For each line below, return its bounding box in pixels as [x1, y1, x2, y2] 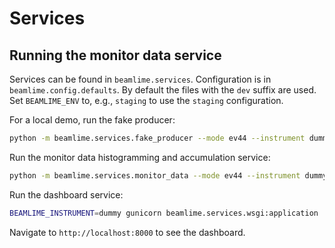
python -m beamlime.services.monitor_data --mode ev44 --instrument [9, 170, 301, 181]
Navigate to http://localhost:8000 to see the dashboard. [9, 226, 246, 238]
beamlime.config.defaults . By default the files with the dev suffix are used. [9, 84, 317, 96]
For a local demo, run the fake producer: [9, 114, 176, 126]
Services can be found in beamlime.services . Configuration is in [9, 73, 272, 85]
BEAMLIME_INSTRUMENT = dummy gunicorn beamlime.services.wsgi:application [9, 208, 319, 218]
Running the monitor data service [9, 47, 222, 64]
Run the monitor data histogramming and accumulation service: [9, 151, 271, 163]
